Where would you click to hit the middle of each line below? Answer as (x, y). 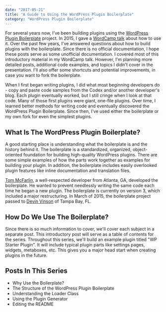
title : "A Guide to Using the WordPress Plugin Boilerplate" (70, 14)
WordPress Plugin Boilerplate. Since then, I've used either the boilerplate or (82, 111)
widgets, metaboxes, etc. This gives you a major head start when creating (81, 250)
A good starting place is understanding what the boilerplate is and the (76, 144)
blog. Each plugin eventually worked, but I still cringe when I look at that (79, 95)
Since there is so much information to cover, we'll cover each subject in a (80, 229)
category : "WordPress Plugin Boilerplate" (50, 19)
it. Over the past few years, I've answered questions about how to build (78, 44)
